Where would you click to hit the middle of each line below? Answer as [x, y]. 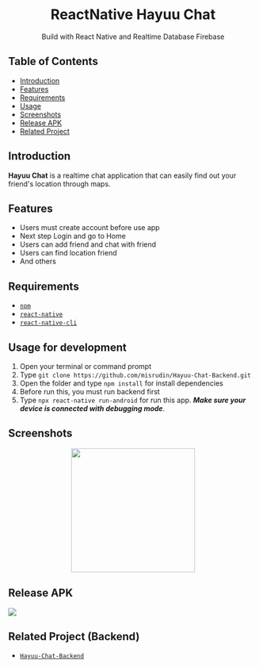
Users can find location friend [68, 253]
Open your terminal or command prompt [86, 366]
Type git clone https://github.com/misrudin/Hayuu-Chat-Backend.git [135, 375]
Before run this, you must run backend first [90, 392]
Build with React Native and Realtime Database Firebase [133, 36]
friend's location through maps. [59, 183]
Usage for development [67, 347]
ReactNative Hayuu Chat [133, 15]
